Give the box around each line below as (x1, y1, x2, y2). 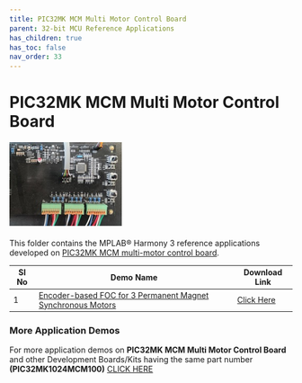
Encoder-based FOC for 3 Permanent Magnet (39, 289, 209, 300)
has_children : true (9, 33, 83, 42)
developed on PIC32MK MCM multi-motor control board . (9, 247, 220, 258)
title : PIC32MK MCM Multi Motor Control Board (9, 14, 187, 23)
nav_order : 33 (9, 52, 63, 62)
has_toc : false (9, 43, 67, 52)
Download (243, 267, 283, 278)
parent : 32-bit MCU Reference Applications (9, 23, 175, 33)
